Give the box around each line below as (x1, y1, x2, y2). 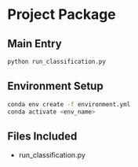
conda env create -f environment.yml (7, 100, 131, 108)
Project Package (7, 6, 117, 24)
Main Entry (7, 37, 62, 50)
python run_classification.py (7, 58, 107, 65)
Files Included (7, 129, 78, 143)
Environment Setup (7, 80, 103, 93)
